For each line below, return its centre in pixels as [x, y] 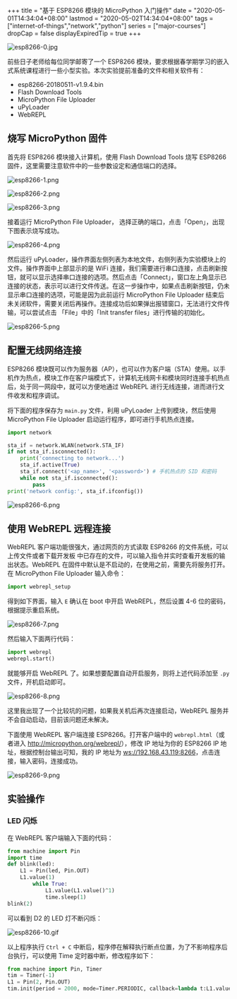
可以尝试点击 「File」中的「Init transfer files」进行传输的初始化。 [114, 312]
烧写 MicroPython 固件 [57, 139]
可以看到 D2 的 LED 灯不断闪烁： [55, 918]
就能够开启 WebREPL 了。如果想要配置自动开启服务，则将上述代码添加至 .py [119, 673]
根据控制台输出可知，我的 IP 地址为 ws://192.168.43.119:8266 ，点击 [117, 752]
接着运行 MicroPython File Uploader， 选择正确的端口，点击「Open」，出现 [116, 222]
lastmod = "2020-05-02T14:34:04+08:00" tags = [141, 18]
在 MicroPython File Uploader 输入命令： [66, 574]
